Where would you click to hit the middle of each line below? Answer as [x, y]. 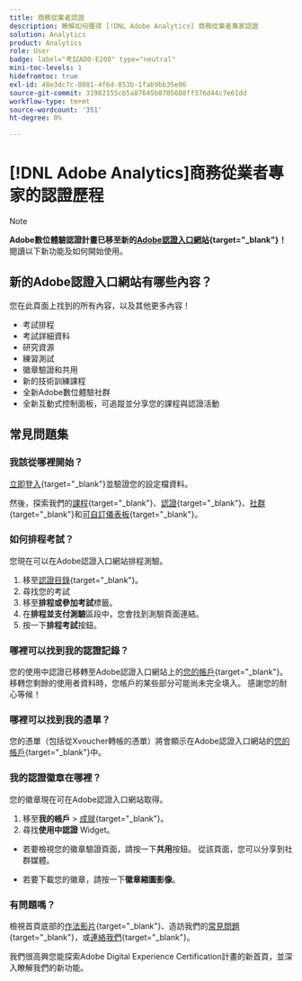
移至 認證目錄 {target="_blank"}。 [83, 580]
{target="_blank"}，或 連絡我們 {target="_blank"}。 [102, 938]
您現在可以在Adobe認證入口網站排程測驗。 [89, 561]
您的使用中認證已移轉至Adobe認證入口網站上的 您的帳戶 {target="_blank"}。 [149, 672]
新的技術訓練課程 [54, 381]
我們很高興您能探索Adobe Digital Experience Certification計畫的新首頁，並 [147, 957]
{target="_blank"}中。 [66, 752]
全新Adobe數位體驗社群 [66, 391]
